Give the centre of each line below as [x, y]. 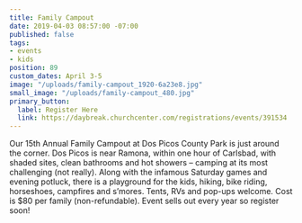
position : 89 [34, 68]
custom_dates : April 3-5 [56, 76]
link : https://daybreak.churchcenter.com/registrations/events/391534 [152, 118]
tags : [19, 43]
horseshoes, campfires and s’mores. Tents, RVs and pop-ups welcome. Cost [151, 192]
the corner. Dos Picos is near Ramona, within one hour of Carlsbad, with [143, 153]
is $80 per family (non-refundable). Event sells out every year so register [144, 201]
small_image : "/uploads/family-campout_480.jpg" [102, 93]
